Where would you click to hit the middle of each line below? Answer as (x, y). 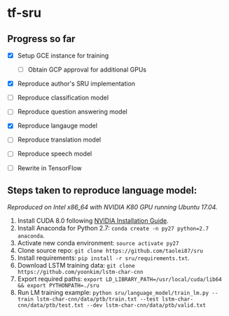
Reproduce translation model (59, 140)
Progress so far (41, 39)
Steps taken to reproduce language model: (102, 190)
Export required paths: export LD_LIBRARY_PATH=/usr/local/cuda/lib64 (119, 279)
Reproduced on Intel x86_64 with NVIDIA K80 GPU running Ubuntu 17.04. (112, 207)
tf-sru (25, 13)
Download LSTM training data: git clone (76, 266)
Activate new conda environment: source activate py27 (98, 243)
